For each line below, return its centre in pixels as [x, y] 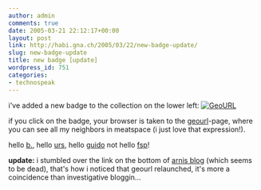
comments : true [34, 23]
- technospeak [32, 82]
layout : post [30, 38]
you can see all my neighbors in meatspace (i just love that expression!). [127, 129]
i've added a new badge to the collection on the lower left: [104, 105]
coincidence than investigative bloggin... [75, 177]
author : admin [32, 16]
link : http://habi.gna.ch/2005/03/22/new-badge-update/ [103, 46]
